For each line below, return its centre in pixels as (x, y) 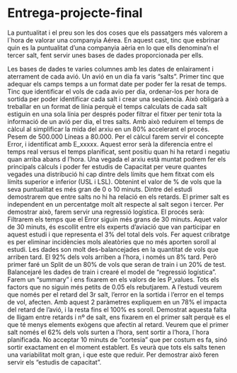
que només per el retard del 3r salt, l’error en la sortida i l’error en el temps (116, 294)
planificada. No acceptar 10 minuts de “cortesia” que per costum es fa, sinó (117, 339)
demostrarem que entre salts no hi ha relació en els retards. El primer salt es (118, 197)
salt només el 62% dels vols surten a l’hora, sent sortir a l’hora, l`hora (109, 332)
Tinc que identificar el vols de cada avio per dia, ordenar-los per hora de (113, 91)
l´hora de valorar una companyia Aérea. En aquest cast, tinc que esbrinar (114, 40)
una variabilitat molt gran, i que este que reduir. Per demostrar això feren (113, 355)
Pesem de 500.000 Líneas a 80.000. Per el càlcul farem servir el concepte (116, 137)
